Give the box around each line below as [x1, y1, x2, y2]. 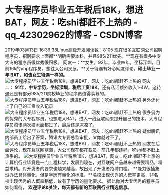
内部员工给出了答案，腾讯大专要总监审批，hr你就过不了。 [5, 134, 123, 140]
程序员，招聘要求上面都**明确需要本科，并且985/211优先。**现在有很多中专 [5, 53, 161, 59]
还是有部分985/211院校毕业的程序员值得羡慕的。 [9, 90, 109, 96]
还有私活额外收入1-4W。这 [102, 84, 157, 90]
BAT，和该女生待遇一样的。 [10, 72, 68, 78]
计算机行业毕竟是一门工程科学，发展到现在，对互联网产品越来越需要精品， [5, 159, 158, 165]
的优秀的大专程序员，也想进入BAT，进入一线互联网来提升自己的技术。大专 [5, 115, 158, 121]
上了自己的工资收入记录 [5, 103, 53, 109]
